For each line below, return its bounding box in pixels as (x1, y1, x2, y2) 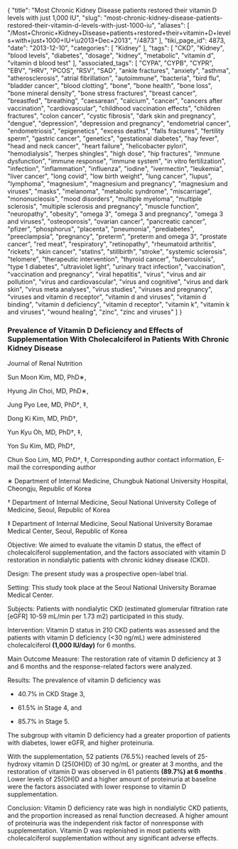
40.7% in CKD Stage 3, (17, 690, 85, 699)
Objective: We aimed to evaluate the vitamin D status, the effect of (7, 541, 201, 549)
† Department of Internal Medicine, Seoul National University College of (7, 498, 217, 507)
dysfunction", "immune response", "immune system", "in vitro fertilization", (7, 157, 226, 165)
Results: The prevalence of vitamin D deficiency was (7, 676, 161, 684)
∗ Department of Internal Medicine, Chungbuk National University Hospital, (7, 477, 229, 486)
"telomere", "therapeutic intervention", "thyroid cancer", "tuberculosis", (7, 255, 215, 263)
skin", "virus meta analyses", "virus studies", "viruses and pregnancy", (7, 285, 213, 293)
